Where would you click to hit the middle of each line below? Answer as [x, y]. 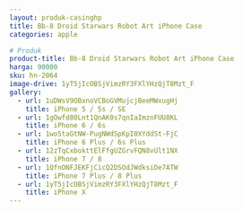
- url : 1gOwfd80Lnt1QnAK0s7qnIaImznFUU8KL [98, 118]
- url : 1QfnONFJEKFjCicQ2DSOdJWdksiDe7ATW [98, 167]
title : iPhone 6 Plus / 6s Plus [86, 143]
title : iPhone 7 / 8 [64, 159]
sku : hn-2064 [34, 76]
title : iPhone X [56, 193]
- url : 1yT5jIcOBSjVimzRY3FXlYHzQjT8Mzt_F [98, 184]
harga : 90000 [34, 67]
